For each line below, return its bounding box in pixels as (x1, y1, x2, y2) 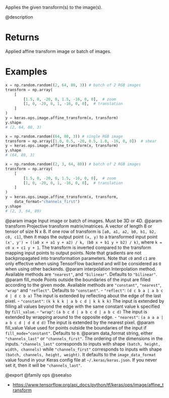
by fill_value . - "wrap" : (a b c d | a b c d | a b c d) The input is (5, 308, 147, 314)
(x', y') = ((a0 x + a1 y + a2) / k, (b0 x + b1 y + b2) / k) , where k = (5, 239, 162, 245)
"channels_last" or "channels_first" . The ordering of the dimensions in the (5, 335, 163, 342)
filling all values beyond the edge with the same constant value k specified (5, 303, 160, 309)
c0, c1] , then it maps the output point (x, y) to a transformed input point (5, 234, 158, 240)
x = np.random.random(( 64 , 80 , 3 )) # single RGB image (5, 134, 123, 139)
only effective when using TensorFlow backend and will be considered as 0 (5, 260, 161, 267)
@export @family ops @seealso (5, 372, 72, 378)
